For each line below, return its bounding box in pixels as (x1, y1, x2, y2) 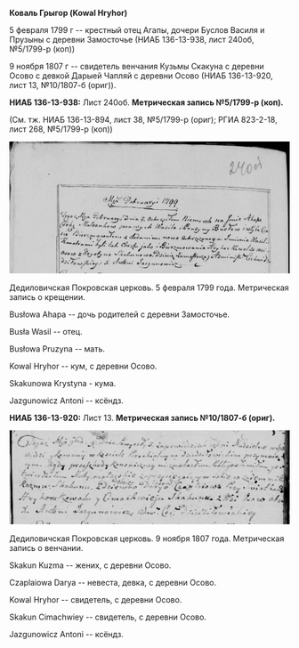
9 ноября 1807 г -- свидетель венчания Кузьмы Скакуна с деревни (9, 61, 264, 71)
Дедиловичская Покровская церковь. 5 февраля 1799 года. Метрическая (9, 282, 289, 293)
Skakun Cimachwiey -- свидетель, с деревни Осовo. (9, 612, 207, 622)
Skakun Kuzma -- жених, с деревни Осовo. (9, 560, 172, 571)
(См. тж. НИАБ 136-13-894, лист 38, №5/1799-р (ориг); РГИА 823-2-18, (9, 115, 278, 125)
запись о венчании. (9, 543, 84, 554)
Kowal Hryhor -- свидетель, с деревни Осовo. (9, 595, 182, 605)
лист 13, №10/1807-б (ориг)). (9, 80, 117, 90)
